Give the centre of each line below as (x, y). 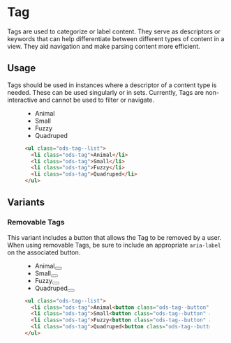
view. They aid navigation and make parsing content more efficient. (104, 46)
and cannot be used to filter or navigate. (97, 100)
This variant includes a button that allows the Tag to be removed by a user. (114, 237)
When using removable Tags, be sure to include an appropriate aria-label (114, 245)
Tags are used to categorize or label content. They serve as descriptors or (114, 31)
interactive (23, 100)
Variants (26, 203)
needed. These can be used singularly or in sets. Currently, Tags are (106, 92)
